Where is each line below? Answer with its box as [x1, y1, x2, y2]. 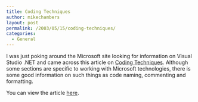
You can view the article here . [6, 90, 79, 96]
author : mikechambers [6, 14, 60, 20]
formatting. [6, 78, 34, 85]
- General [11, 36, 36, 42]
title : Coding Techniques [6, 8, 70, 15]
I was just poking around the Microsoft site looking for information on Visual [6, 53, 192, 59]
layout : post [6, 20, 39, 26]
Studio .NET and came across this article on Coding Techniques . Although [6, 59, 188, 66]
